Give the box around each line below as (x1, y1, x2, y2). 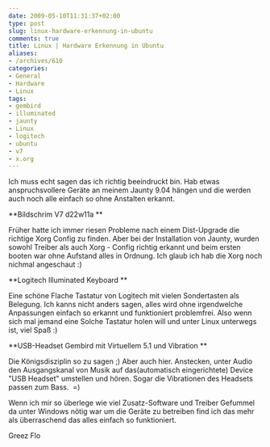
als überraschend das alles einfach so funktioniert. (8, 415, 177, 425)
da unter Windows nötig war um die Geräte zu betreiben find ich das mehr (8, 407, 255, 416)
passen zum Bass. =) (8, 382, 81, 392)
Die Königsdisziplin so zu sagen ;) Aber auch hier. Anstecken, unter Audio (8, 356, 253, 366)
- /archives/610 (8, 57, 63, 65)
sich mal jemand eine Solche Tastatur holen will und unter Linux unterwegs (8, 317, 257, 327)
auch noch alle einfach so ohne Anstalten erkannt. (8, 194, 176, 204)
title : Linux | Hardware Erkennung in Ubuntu (8, 42, 164, 50)
